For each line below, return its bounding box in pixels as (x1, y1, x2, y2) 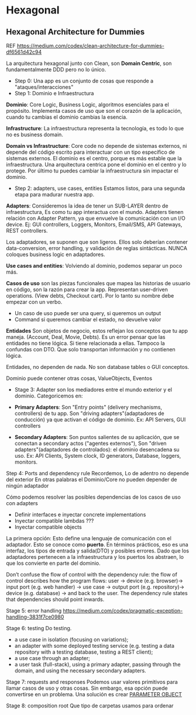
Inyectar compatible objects (14, 524, 82, 530)
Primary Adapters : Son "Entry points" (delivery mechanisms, (14, 404, 163, 410)
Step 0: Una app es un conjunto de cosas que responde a (14, 77, 154, 84)
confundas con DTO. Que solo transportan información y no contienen (6, 346, 176, 353)
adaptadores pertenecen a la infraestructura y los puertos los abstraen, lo (6, 554, 184, 560)
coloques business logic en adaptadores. (6, 251, 105, 258)
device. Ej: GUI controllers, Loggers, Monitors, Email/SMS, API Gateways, (6, 221, 183, 228)
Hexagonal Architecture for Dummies (6, 27, 145, 37)
